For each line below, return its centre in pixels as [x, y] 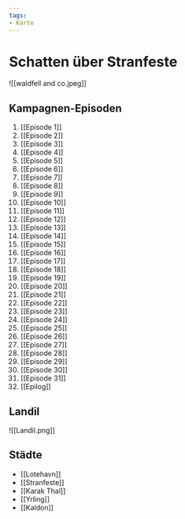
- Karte [22, 23]
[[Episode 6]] [42, 169]
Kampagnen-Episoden [65, 108]
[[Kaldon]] [37, 507]
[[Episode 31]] [43, 378]
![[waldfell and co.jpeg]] [48, 83]
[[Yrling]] [35, 499]
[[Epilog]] [35, 387]
